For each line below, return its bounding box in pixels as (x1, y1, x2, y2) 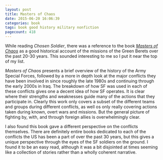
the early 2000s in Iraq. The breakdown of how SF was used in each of (5, 83, 147, 89)
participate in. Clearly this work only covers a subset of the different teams (5, 99, 155, 104)
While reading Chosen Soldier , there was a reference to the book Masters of (5, 43, 158, 48)
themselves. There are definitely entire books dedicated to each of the (5, 129, 146, 134)
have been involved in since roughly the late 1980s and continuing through (5, 78, 154, 84)
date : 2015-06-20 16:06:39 (5, 16, 60, 21)
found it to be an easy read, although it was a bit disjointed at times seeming (5, 144, 158, 150)
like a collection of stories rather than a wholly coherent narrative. (5, 149, 137, 155)
